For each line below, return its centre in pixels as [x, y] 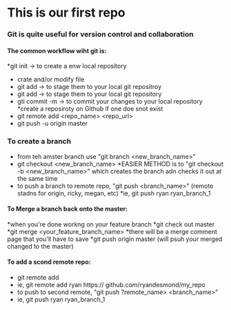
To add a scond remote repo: [49, 262]
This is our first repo [66, 13]
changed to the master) [40, 246]
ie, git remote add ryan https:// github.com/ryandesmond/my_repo [111, 285]
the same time [37, 178]
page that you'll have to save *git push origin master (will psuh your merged [115, 239]
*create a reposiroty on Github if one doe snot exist [90, 109]
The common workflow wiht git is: [57, 50]
